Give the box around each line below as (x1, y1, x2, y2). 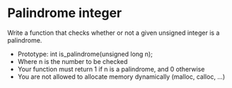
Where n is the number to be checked (17, 57, 128, 65)
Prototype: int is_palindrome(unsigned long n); (17, 50, 153, 58)
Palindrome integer (7, 5, 122, 21)
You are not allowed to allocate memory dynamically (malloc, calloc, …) (17, 72, 226, 81)
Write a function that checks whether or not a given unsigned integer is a (7, 28, 220, 37)
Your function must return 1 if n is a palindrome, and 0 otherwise (17, 65, 205, 73)
